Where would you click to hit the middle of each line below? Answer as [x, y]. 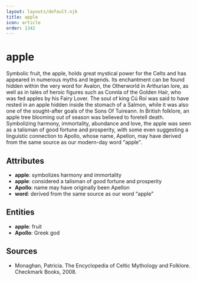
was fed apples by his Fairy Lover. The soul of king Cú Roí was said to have [98, 98]
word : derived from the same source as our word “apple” [84, 194]
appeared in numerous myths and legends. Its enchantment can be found [95, 80]
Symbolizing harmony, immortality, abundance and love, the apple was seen [99, 124]
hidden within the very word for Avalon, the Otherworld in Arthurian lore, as [97, 86]
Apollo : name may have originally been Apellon [72, 187]
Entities [20, 212]
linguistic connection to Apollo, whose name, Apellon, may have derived [93, 136]
